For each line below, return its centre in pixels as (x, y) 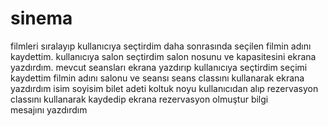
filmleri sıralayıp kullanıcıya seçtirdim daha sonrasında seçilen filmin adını (161, 46)
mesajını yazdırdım (49, 109)
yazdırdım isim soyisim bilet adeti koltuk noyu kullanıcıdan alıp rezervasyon (164, 88)
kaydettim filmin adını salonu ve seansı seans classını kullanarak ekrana (157, 78)
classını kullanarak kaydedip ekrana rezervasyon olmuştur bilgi (139, 99)
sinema (41, 18)
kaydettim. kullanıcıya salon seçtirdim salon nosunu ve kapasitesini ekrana (163, 56)
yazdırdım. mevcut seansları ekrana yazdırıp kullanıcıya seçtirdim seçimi (159, 67)
